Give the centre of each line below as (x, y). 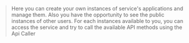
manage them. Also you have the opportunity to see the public (88, 15)
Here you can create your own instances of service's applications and (97, 9)
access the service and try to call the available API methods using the (97, 27)
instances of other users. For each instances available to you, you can (97, 21)
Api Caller (23, 34)
